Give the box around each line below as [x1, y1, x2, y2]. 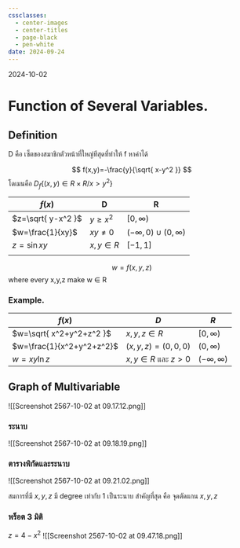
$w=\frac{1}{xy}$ [12, 226, 78, 237]
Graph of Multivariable [8, 381, 121, 394]
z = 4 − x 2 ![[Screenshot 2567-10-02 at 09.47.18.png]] [8, 529, 183, 540]
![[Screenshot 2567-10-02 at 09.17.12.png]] [8, 401, 147, 410]
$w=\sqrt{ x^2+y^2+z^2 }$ [12, 328, 111, 339]
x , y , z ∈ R [125, 328, 163, 339]
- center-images [15, 19, 68, 27]
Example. [8, 294, 45, 305]
